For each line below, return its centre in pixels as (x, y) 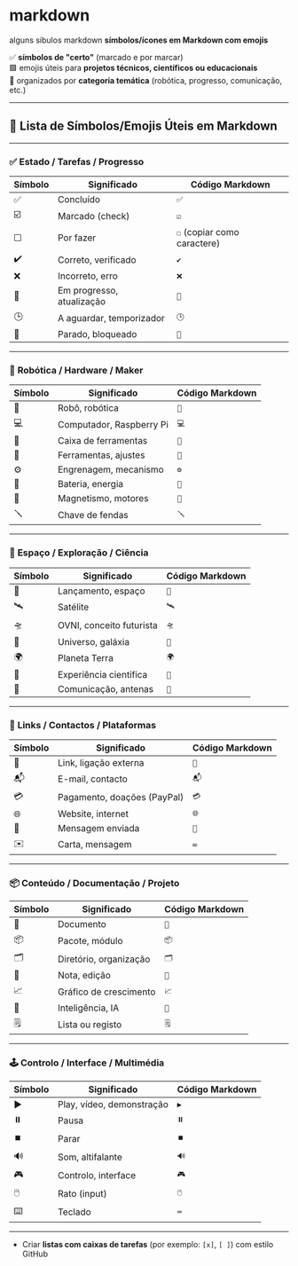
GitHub (35, 1254)
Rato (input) (82, 1194)
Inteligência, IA (88, 1008)
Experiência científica (102, 674)
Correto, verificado (97, 260)
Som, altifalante (90, 1157)
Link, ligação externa (101, 762)
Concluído (78, 200)
